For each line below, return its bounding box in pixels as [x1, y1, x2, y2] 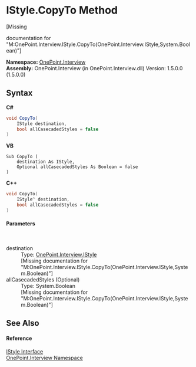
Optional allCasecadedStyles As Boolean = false [16, 164, 138, 170]
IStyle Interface [6, 348, 44, 355]
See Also [6, 318, 39, 328]
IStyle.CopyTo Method [6, 4, 118, 17]
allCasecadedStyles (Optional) [6, 276, 80, 283]
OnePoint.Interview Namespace [6, 354, 84, 361]
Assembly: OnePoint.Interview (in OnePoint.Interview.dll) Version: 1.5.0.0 [6, 64, 183, 71]
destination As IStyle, [16, 159, 75, 165]
